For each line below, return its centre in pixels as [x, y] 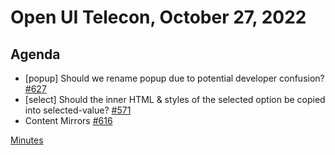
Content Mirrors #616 [68, 120]
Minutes [27, 140]
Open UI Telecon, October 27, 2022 [158, 17]
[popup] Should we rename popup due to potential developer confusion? [174, 78]
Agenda [35, 54]
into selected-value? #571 [78, 110]
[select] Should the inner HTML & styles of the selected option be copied [175, 99]
